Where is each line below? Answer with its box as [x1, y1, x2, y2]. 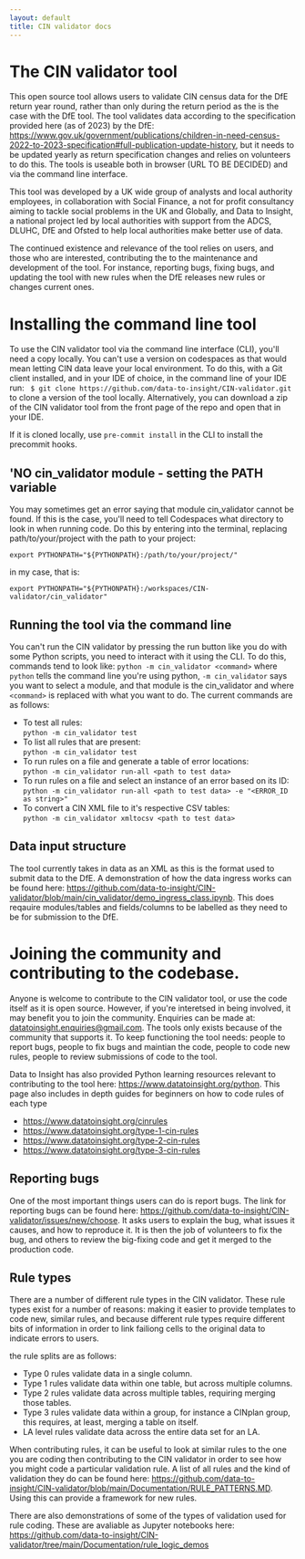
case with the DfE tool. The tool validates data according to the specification [9, 110, 296, 121]
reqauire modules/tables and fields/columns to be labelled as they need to [9, 901, 289, 912]
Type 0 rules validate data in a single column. [22, 1368, 193, 1379]
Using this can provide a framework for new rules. [9, 1492, 198, 1503]
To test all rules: [22, 717, 83, 728]
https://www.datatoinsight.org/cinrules [22, 1115, 168, 1127]
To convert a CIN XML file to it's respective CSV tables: [22, 803, 230, 813]
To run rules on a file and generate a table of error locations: [22, 756, 249, 766]
